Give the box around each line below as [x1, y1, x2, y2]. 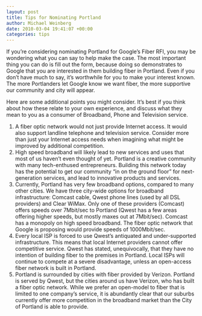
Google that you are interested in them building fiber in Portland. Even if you [6, 67, 195, 74]
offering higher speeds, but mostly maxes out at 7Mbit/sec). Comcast [14, 213, 188, 220]
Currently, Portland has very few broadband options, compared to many [14, 181, 194, 188]
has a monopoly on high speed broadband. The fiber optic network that [14, 219, 193, 227]
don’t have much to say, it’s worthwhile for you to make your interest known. [6, 74, 195, 81]
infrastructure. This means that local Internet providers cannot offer [14, 239, 183, 246]
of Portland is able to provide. [14, 303, 89, 311]
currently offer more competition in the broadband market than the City [14, 297, 192, 304]
